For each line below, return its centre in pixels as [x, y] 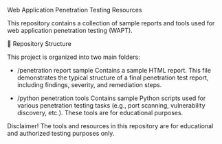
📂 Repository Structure [40, 44]
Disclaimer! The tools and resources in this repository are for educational [110, 126]
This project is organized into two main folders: [74, 57]
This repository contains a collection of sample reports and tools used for [111, 23]
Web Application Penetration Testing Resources [75, 10]
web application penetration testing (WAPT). [70, 31]
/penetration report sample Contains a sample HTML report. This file [114, 70]
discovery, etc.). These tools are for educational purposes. [100, 113]
